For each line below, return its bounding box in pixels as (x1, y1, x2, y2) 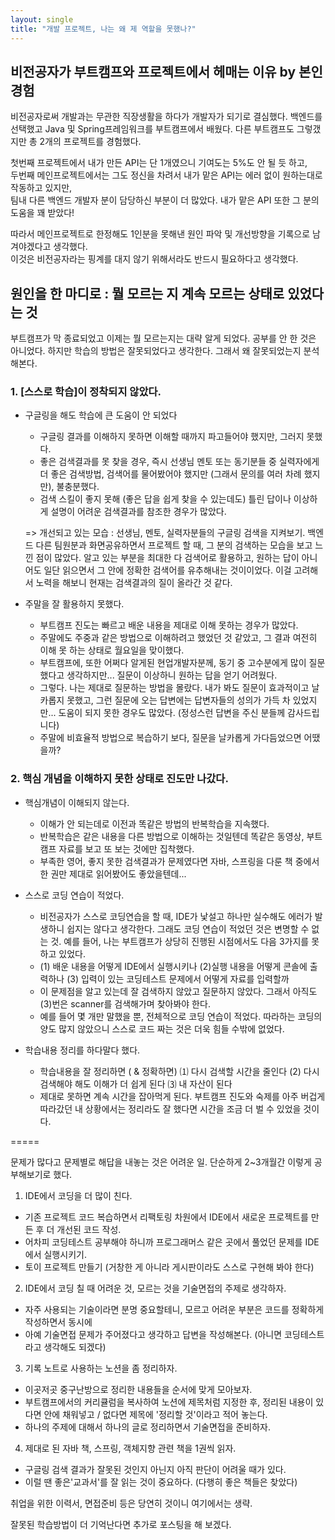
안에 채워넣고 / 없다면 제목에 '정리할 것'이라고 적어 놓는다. (43, 1408, 268, 1420)
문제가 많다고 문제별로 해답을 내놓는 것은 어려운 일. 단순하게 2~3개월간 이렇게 (10, 1156, 312, 1168)
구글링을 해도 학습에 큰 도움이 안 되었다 (24, 409, 178, 421)
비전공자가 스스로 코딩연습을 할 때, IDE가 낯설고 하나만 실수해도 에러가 (39, 910, 313, 922)
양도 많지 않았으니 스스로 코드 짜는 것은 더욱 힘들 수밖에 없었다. (39, 1022, 285, 1035)
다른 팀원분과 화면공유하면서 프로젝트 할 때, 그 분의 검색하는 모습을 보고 (35, 539, 313, 551)
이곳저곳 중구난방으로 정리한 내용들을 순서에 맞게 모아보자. (24, 1383, 253, 1395)
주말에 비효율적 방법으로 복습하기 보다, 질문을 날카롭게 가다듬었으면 (39, 732, 302, 744)
